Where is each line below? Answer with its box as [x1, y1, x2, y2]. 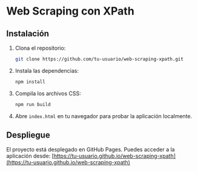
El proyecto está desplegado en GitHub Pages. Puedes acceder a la [6, 146, 175, 153]
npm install [15, 79, 45, 85]
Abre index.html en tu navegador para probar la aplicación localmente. [15, 112, 193, 119]
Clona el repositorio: [15, 44, 66, 51]
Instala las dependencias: [15, 67, 79, 74]
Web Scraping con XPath [6, 4, 134, 18]
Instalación [6, 28, 50, 39]
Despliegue [6, 130, 50, 141]
